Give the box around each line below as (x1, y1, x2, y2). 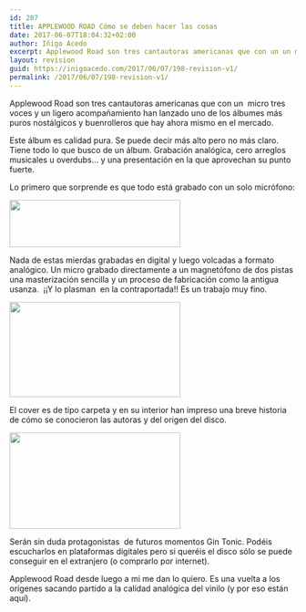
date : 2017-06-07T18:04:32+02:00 (9, 30, 137, 39)
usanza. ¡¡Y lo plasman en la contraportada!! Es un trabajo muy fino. (9, 284, 268, 295)
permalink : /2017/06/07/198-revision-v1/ (9, 73, 169, 82)
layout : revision (9, 56, 76, 65)
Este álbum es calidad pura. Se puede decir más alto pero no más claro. (9, 134, 280, 146)
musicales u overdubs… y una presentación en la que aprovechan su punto (9, 154, 291, 165)
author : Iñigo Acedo (9, 38, 88, 48)
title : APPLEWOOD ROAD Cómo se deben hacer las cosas (9, 22, 219, 31)
